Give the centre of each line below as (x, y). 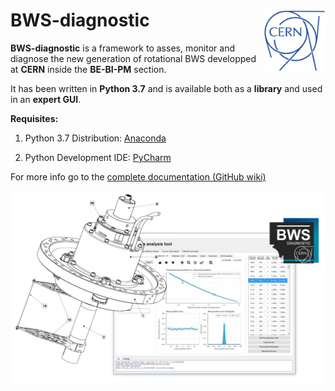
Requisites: (34, 118)
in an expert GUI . (46, 99)
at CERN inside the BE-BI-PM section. (88, 69)
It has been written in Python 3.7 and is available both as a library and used (166, 88)
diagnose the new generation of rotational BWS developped (133, 58)
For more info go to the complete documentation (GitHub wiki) (138, 176)
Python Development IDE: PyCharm (98, 157)
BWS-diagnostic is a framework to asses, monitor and (122, 48)
